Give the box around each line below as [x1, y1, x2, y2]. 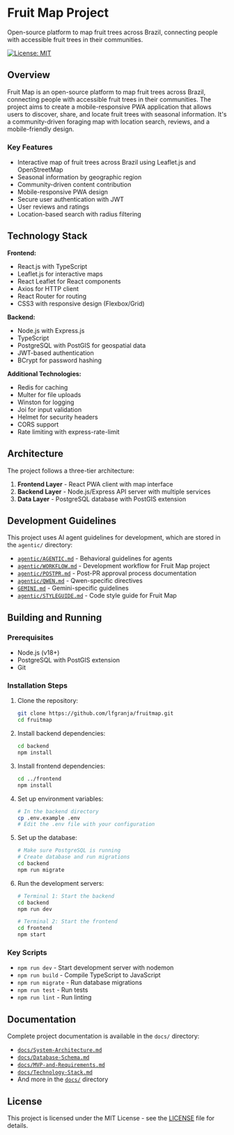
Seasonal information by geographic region [17, 173, 142, 181]
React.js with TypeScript [17, 262, 88, 270]
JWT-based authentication [17, 348, 94, 357]
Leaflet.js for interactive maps [17, 269, 103, 278]
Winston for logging [17, 398, 75, 406]
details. [7, 1122, 29, 1130]
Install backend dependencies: [17, 729, 106, 738]
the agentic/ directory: [7, 541, 73, 549]
